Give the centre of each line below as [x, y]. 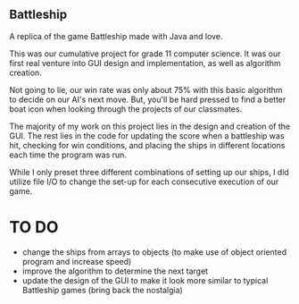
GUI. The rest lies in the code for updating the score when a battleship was [147, 135]
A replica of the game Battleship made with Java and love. [116, 36]
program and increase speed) [77, 261]
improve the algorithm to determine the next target [115, 271]
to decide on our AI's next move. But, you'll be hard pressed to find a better [148, 99]
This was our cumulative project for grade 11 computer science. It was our [145, 54]
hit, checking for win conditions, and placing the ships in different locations [147, 145]
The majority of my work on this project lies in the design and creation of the [150, 126]
